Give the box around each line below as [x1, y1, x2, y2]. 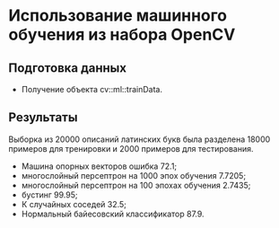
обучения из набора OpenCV [8, 24, 236, 45]
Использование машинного [8, 5, 228, 26]
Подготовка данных [8, 60, 127, 75]
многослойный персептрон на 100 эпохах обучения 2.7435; [21, 180, 251, 190]
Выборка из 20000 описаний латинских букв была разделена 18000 [8, 134, 271, 145]
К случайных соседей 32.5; [21, 198, 127, 209]
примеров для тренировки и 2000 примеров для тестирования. [8, 143, 254, 153]
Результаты [8, 110, 78, 126]
